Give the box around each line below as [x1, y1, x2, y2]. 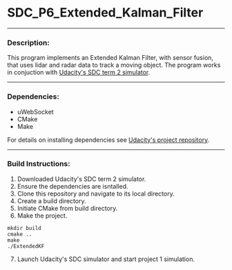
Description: [7, 38, 50, 48]
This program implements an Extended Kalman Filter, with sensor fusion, [7, 54, 214, 62]
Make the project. [17, 211, 68, 220]
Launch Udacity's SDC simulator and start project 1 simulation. [17, 255, 195, 263]
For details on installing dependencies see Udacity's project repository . [7, 136, 210, 144]
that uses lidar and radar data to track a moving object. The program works [7, 61, 221, 70]
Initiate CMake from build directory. [17, 204, 118, 212]
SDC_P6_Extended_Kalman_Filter [7, 5, 204, 21]
